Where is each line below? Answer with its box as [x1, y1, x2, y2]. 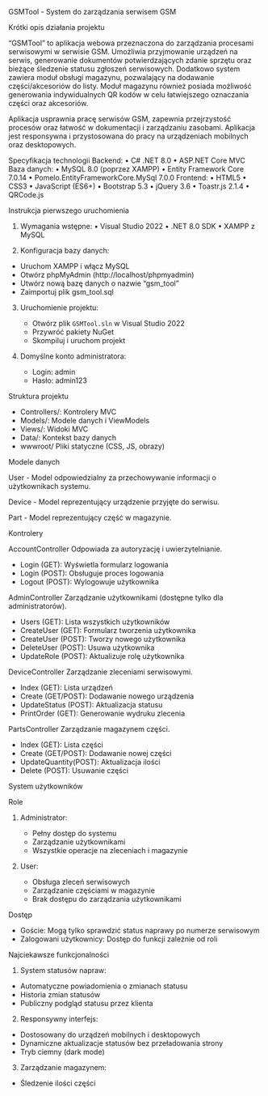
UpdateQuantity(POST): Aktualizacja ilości [19, 757, 161, 767]
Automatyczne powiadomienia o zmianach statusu [19, 981, 188, 991]
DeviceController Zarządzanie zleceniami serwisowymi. [8, 667, 193, 677]
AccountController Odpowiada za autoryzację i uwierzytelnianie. [8, 544, 223, 554]
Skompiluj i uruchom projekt [31, 336, 126, 345]
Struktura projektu [8, 392, 69, 401]
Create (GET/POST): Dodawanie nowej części [19, 749, 172, 758]
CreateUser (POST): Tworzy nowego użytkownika [19, 635, 186, 644]
